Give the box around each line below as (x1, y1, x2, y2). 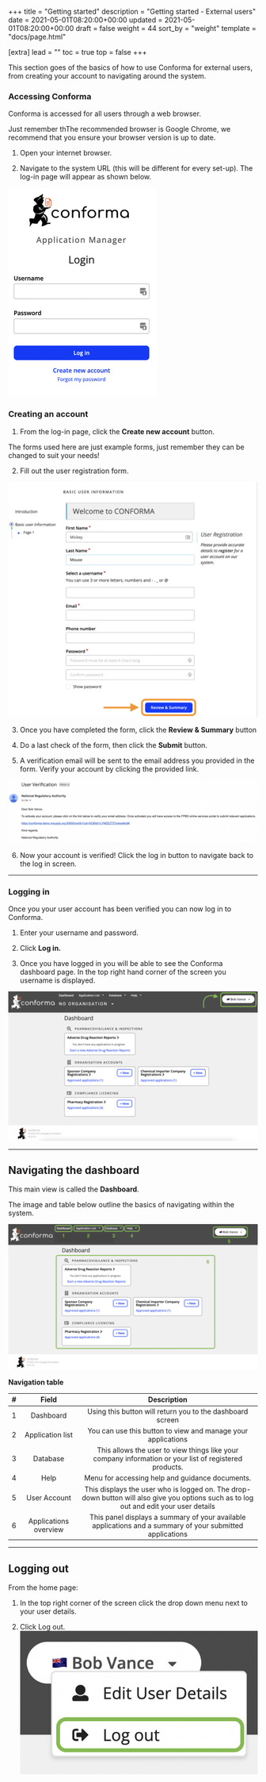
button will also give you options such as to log (101, 1492, 254, 1503)
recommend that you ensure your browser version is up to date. (8, 133, 216, 142)
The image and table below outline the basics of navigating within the (8, 1200, 235, 1210)
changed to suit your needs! (8, 450, 101, 460)
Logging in (8, 886, 50, 897)
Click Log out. (19, 1622, 66, 1632)
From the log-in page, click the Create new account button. (19, 426, 215, 436)
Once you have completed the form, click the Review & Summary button (19, 726, 257, 735)
